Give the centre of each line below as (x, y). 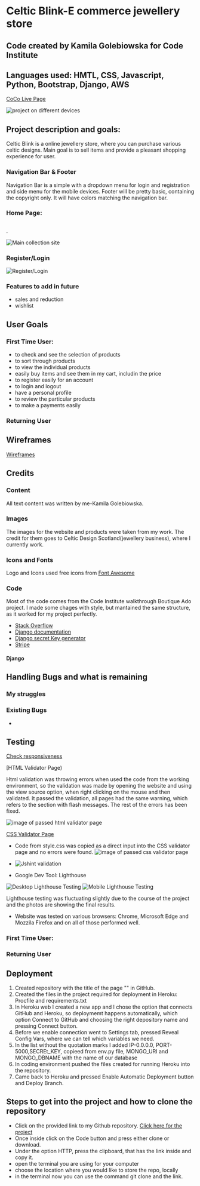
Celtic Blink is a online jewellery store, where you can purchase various (93, 144)
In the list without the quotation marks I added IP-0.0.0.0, (85, 1045)
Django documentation (43, 632)
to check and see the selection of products (67, 355)
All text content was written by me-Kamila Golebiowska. (75, 503)
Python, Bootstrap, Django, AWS (68, 85)
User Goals (27, 325)
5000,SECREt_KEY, (39, 1052)
